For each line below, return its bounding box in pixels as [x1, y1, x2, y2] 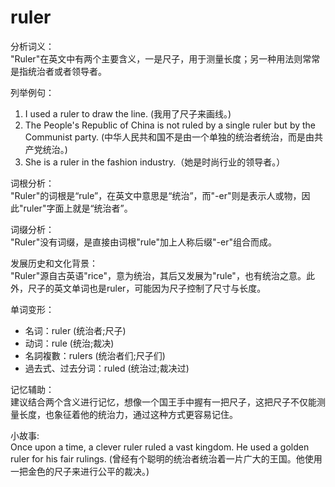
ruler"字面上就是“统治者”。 [23, 202, 133, 214]
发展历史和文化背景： [10, 257, 98, 269]
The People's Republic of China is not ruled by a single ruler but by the [24, 119, 317, 131]
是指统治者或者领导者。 [10, 65, 107, 77]
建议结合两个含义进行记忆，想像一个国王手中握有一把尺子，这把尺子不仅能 [10, 396, 317, 408]
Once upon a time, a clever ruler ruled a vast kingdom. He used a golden [10, 441, 310, 453]
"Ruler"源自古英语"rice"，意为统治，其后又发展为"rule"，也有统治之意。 [10, 269, 307, 281]
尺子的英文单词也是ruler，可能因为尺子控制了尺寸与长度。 [27, 282, 267, 294]
